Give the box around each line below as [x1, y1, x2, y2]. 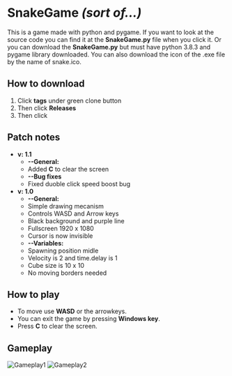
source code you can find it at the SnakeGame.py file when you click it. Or [7, 35, 222, 43]
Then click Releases [17, 103, 77, 112]
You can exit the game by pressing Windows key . [17, 315, 160, 323]
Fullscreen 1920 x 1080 [27, 224, 94, 232]
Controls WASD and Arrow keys [27, 209, 119, 218]
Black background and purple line [27, 216, 125, 225]
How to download [7, 78, 85, 90]
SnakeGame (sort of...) [7, 5, 142, 21]
